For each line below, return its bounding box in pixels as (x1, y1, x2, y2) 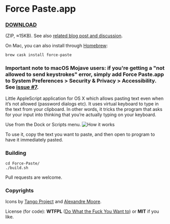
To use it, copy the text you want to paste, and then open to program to (5, 131, 155, 137)
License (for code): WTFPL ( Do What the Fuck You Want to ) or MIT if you (5, 208, 159, 214)
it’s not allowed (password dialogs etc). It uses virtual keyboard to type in (5, 100, 159, 107)
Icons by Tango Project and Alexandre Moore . (5, 199, 102, 205)
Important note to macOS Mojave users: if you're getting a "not (5, 65, 165, 72)
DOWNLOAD (5, 21, 37, 29)
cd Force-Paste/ (5, 161, 40, 166)
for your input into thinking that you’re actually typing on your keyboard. (5, 111, 157, 118)
